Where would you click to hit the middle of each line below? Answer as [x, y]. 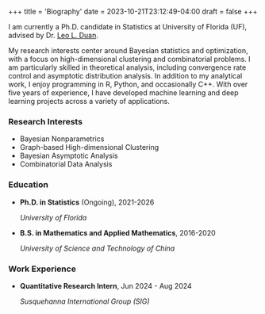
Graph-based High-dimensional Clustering [89, 147]
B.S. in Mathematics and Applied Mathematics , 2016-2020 [117, 232]
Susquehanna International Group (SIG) [84, 301]
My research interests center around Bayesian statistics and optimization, [128, 50]
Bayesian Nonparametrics [62, 139]
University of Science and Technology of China [97, 248]
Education [29, 185]
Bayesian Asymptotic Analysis [69, 156]
